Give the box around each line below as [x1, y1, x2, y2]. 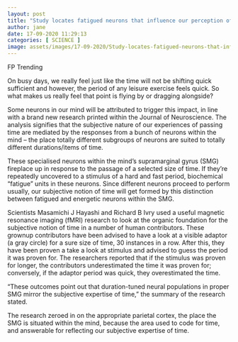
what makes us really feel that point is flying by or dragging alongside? [7, 92, 214, 100]
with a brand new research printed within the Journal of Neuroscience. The [7, 113, 227, 121]
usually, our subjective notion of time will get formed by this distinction [7, 187, 214, 195]
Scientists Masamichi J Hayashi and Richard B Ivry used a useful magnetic [7, 209, 225, 216]
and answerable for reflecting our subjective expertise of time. [7, 326, 190, 334]
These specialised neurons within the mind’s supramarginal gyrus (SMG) [7, 157, 220, 165]
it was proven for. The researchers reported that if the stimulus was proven [7, 253, 226, 262]
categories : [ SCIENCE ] [7, 37, 81, 44]
